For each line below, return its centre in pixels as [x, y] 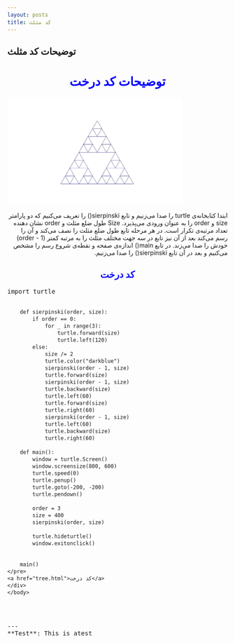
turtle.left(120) [83, 340]
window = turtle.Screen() [70, 459]
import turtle [31, 291]
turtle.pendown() [57, 494]
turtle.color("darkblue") [82, 361]
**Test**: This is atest [50, 633]
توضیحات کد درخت [117, 82]
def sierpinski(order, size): [64, 312]
